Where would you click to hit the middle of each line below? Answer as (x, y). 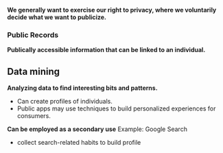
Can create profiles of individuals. (65, 102)
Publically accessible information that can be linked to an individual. (106, 50)
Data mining (34, 71)
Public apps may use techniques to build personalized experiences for (116, 108)
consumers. (34, 116)
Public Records (33, 35)
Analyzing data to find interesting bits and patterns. (82, 88)
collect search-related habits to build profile (79, 143)
